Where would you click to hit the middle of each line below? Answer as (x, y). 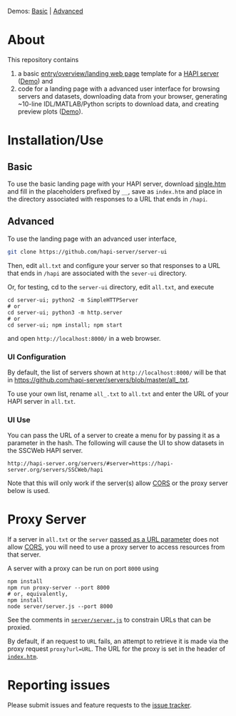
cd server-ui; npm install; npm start (65, 325)
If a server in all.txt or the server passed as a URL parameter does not (113, 540)
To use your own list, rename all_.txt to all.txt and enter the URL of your (118, 394)
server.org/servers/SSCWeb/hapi (55, 470)
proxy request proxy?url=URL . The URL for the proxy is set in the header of (117, 649)
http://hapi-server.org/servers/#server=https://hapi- (91, 464)
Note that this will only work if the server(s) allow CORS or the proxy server (118, 483)
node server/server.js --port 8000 (60, 607)
